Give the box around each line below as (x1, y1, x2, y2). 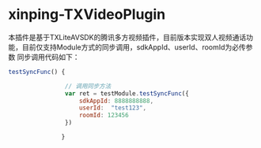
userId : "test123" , (78, 104, 147, 112)
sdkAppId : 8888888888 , (78, 97, 154, 105)
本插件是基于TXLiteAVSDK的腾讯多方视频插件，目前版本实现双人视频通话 (8, 32, 247, 42)
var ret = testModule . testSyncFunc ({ (64, 89, 190, 98)
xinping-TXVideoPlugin (8, 6, 166, 24)
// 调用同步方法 (64, 82, 112, 90)
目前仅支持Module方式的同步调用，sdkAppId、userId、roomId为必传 (21, 42, 247, 52)
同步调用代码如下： (17, 52, 80, 61)
